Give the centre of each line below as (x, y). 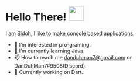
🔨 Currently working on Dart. (48, 72)
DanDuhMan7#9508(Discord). (50, 66)
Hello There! (36, 17)
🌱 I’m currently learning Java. (49, 51)
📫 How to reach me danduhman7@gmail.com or (73, 57)
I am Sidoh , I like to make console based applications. (70, 33)
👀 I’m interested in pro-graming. (52, 44)
